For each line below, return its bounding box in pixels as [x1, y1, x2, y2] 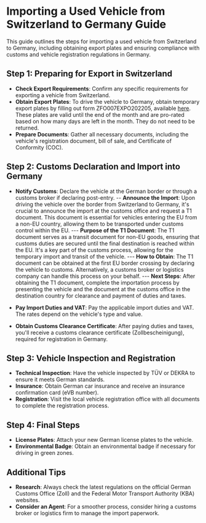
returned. [15, 124, 39, 132]
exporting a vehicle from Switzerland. [15, 91, 111, 99]
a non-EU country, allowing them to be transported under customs [15, 220, 184, 227]
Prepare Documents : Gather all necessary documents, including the [15, 130, 189, 138]
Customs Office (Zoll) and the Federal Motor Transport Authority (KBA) [15, 490, 195, 497]
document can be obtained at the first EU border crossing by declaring [15, 259, 195, 267]
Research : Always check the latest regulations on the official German [15, 484, 191, 490]
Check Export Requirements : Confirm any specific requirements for [15, 85, 189, 92]
